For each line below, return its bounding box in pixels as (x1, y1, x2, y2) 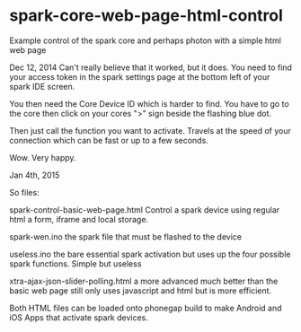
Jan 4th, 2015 (9, 170, 60, 180)
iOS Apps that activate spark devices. (9, 311, 148, 323)
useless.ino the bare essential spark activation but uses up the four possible (9, 249, 291, 259)
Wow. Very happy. (9, 152, 76, 162)
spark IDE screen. (9, 81, 75, 92)
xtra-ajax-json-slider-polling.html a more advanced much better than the (9, 275, 279, 286)
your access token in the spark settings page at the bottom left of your (9, 71, 270, 82)
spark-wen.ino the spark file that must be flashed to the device (9, 231, 243, 242)
